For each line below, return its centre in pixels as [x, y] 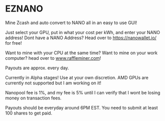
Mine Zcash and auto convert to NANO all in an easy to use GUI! [71, 23]
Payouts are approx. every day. [37, 68]
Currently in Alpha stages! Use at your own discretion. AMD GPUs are [77, 77]
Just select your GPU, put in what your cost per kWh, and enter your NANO [82, 32]
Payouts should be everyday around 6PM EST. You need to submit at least [81, 107]
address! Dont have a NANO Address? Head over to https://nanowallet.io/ [81, 38]
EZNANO [24, 9]
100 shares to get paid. [29, 113]
